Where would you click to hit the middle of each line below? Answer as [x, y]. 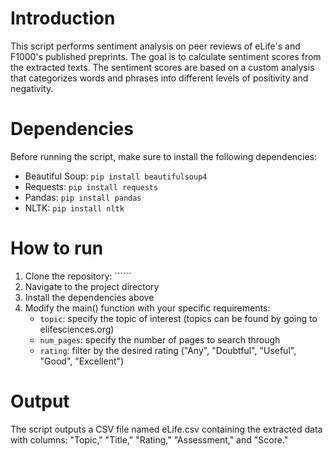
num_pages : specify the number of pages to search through [160, 339]
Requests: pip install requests [91, 186]
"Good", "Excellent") [82, 361]
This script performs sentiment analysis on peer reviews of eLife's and [155, 46]
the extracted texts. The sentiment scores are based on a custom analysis [162, 67]
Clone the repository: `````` [78, 276]
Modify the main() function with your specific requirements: [147, 308]
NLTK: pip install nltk [74, 208]
